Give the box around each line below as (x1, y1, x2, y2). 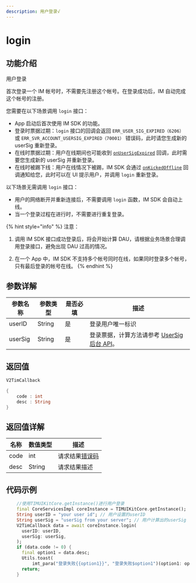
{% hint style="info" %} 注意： (6, 223, 80, 230)
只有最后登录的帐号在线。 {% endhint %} (14, 262, 113, 269)
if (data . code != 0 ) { (16, 544, 72, 550)
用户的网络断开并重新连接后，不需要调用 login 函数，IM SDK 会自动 (14, 196, 178, 203)
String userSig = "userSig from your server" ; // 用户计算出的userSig (16, 517, 187, 523)
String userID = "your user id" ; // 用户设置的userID (16, 512, 146, 517)
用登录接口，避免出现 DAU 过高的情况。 (14, 242, 111, 249)
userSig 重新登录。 (14, 142, 60, 149)
